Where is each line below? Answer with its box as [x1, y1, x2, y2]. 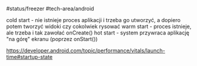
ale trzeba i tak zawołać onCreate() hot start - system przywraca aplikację [6, 29, 190, 36]
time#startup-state [6, 54, 53, 60]
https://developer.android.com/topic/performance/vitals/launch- [6, 47, 165, 54]
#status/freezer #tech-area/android [6, 5, 94, 12]
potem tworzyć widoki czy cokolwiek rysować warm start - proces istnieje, [6, 23, 192, 30]
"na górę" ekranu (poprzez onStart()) [6, 36, 98, 42]
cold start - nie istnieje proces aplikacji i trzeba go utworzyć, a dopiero [6, 17, 181, 23]
